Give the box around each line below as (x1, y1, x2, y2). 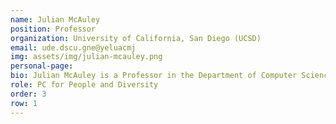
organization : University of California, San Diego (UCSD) (10, 33, 262, 43)
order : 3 (10, 89, 47, 99)
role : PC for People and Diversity (10, 80, 159, 90)
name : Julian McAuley (10, 14, 101, 25)
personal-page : (10, 61, 74, 71)
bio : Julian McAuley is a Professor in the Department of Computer (10, 71, 298, 81)
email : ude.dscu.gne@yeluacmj (10, 42, 137, 53)
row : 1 (10, 98, 38, 108)
